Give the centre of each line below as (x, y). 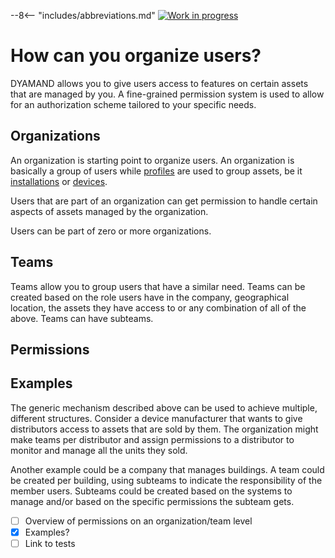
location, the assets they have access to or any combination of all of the (158, 307)
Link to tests (50, 543)
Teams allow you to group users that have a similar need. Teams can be (158, 286)
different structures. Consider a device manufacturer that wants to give (156, 418)
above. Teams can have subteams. (82, 318)
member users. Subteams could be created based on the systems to (151, 491)
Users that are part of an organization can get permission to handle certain (164, 201)
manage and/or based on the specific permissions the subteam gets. (152, 501)
